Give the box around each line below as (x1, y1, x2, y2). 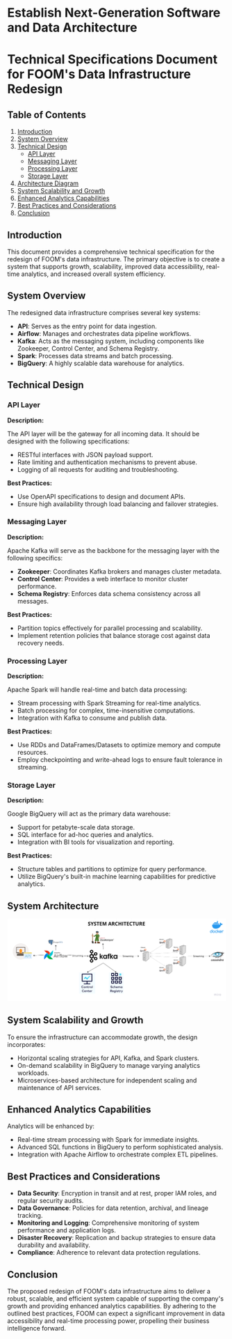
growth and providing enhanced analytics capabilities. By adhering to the (7, 1301, 217, 1310)
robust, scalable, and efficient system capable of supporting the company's (7, 1294, 224, 1303)
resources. (17, 748, 49, 757)
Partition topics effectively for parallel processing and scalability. (17, 624, 203, 632)
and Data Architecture (7, 20, 138, 36)
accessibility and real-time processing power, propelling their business (7, 1316, 210, 1325)
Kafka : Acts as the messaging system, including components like (17, 337, 205, 345)
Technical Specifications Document (7, 52, 217, 68)
